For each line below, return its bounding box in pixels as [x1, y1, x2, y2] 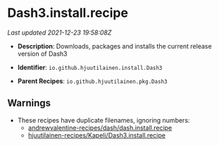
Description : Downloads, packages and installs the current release [17, 42, 213, 50]
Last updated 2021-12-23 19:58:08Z [7, 28, 112, 37]
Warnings [7, 97, 51, 109]
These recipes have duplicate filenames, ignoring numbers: [17, 116, 190, 124]
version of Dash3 [17, 49, 68, 58]
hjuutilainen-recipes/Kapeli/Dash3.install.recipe [27, 130, 165, 139]
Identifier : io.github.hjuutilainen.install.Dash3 [17, 63, 163, 71]
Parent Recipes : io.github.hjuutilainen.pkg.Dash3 [17, 76, 168, 85]
